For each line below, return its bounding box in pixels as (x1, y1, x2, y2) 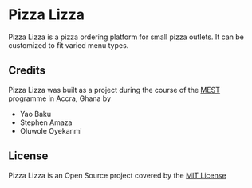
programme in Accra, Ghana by (8, 94, 112, 103)
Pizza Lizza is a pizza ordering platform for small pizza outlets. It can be (8, 32, 245, 42)
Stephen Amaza (19, 118, 73, 127)
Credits (8, 64, 46, 78)
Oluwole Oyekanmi (19, 126, 82, 135)
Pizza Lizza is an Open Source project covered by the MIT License (8, 170, 226, 180)
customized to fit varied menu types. (8, 40, 129, 50)
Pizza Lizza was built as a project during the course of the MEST (8, 85, 221, 94)
